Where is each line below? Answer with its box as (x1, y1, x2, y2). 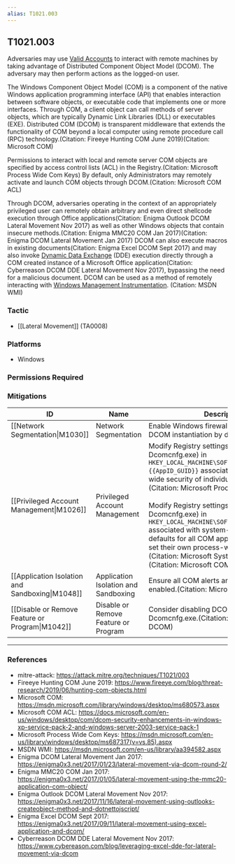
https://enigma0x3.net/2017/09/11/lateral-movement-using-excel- (17, 819, 207, 828)
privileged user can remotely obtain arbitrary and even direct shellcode (7, 207, 212, 215)
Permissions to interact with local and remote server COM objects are (7, 156, 208, 164)
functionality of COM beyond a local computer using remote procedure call (7, 127, 224, 136)
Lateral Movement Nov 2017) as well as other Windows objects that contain (7, 222, 225, 230)
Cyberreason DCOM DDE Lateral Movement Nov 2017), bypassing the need (7, 266, 225, 275)
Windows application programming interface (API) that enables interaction (7, 90, 221, 99)
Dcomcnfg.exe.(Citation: (148, 613, 229, 623)
